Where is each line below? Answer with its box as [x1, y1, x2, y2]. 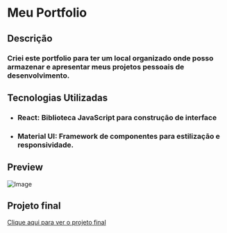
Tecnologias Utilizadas [7, 92, 108, 103]
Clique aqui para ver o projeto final [7, 218, 106, 227]
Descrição [7, 33, 53, 44]
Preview [7, 162, 44, 173]
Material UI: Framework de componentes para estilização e [17, 131, 221, 141]
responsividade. [17, 140, 74, 150]
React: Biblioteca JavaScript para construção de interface [17, 112, 217, 122]
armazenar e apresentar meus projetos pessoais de [7, 62, 185, 71]
